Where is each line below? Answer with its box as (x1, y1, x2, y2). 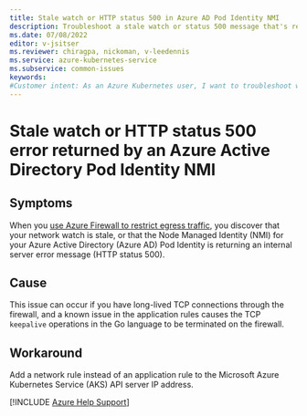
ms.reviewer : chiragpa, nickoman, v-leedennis (9, 47, 190, 57)
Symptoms (9, 195, 73, 211)
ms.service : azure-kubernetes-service (9, 56, 157, 65)
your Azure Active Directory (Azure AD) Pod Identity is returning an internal (9, 239, 292, 250)
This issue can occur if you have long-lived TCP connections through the (9, 299, 285, 310)
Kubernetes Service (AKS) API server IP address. (9, 380, 194, 390)
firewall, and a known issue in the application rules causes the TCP (9, 309, 261, 320)
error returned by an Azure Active (9, 140, 271, 161)
